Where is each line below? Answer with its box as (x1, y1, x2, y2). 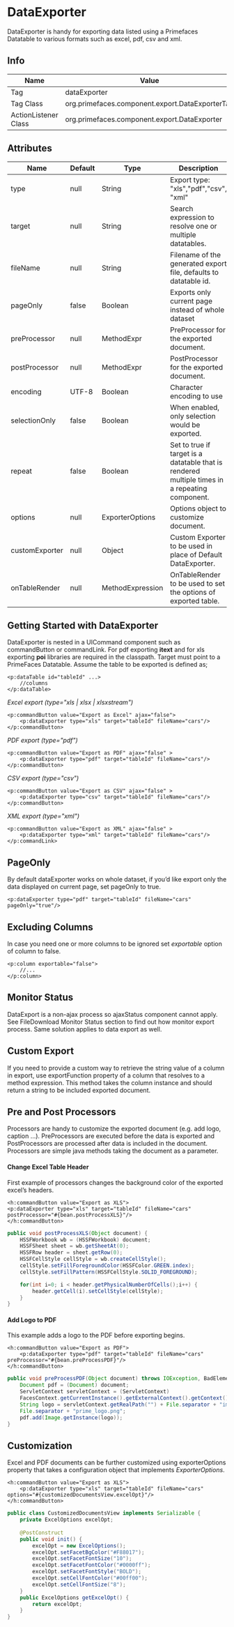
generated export (169, 259, 227, 268)
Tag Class (10, 98, 43, 108)
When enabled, (169, 402, 220, 412)
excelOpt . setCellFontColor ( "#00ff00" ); (32, 1575, 148, 1582)
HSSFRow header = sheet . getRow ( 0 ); (19, 1249, 123, 1256)
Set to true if (169, 440, 211, 450)
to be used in (169, 541, 212, 551)
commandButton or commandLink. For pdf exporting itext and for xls (7, 646, 205, 654)
